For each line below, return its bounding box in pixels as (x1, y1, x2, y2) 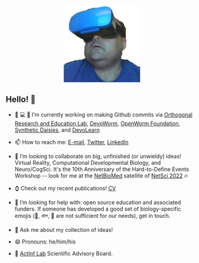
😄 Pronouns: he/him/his (14, 238, 76, 245)
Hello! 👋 (5, 95, 36, 105)
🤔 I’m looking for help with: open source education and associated (14, 198, 181, 206)
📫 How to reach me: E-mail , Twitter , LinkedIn (14, 138, 129, 146)
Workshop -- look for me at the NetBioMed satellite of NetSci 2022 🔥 (14, 171, 189, 179)
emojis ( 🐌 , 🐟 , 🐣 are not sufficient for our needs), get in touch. (14, 212, 170, 219)
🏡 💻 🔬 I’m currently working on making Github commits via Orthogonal (14, 110, 193, 118)
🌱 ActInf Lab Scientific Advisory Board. (14, 250, 113, 257)
